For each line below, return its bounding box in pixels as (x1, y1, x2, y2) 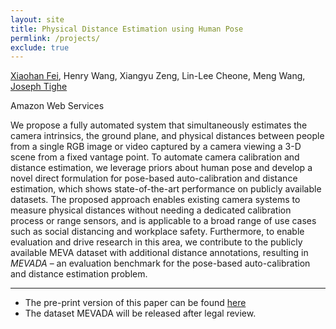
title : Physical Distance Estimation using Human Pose (10, 24, 244, 34)
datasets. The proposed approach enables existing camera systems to (10, 194, 301, 206)
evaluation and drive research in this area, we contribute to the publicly (10, 236, 303, 248)
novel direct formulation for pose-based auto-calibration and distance (10, 172, 298, 185)
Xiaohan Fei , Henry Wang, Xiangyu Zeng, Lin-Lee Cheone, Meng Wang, (10, 70, 306, 82)
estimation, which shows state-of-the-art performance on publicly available (10, 183, 322, 195)
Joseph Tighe (10, 81, 68, 93)
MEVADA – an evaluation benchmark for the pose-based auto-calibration (10, 257, 311, 270)
